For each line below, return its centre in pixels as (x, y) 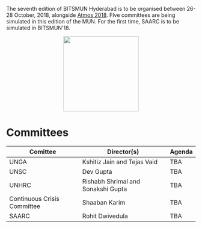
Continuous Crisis (35, 199)
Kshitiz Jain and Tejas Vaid (120, 162)
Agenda (181, 152)
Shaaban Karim (104, 202)
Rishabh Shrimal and (111, 181)
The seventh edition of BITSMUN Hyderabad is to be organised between (96, 9)
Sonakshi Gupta (105, 189)
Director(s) (123, 152)
